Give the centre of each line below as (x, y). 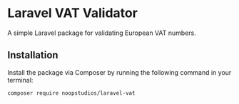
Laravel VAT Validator (72, 13)
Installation (33, 55)
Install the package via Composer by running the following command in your (119, 72)
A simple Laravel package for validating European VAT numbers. (102, 33)
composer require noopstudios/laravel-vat (71, 93)
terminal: (20, 80)
